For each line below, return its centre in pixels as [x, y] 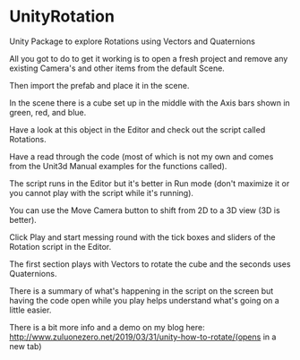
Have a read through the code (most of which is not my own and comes [141, 156]
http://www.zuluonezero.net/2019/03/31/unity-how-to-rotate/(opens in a [143, 337]
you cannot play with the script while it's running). [102, 193]
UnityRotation [62, 17]
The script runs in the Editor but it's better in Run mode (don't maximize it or [150, 183]
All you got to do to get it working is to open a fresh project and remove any [149, 58]
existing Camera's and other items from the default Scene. [117, 68]
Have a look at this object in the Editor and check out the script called [137, 129]
